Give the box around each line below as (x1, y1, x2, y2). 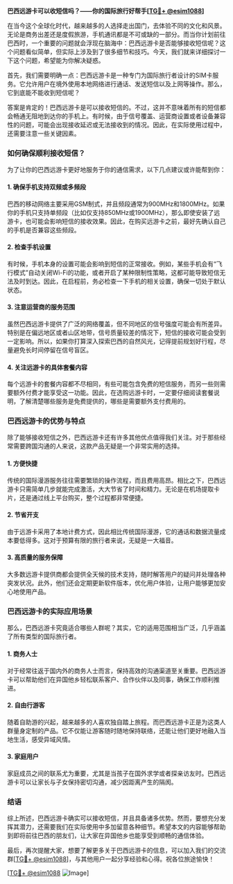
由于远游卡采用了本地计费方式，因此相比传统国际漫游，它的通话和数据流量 (7, 527, 220, 536)
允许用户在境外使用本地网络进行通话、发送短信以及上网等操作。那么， (25, 80, 226, 88)
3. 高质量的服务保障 (7, 553, 64, 562)
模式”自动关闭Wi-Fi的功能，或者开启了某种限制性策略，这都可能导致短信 (12, 268, 220, 277)
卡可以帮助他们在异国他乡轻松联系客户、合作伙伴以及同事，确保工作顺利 (7, 675, 214, 684)
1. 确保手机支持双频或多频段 (7, 182, 87, 191)
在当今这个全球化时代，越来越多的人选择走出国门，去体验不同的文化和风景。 (7, 22, 226, 30)
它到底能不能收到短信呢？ (7, 88, 80, 97)
